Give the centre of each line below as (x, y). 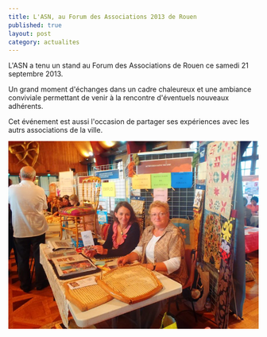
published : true (35, 25)
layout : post (30, 33)
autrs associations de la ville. (56, 130)
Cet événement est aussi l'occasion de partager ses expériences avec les (129, 122)
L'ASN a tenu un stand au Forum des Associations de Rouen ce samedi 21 (128, 66)
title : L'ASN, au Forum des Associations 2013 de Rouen (103, 17)
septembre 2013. (36, 74)
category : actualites (44, 42)
